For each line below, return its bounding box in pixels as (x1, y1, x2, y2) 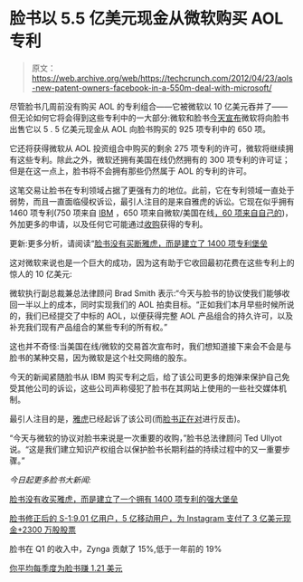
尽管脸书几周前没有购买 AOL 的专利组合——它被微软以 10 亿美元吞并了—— (9, 100, 289, 111)
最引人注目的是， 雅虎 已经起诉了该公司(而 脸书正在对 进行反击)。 (9, 413, 246, 424)
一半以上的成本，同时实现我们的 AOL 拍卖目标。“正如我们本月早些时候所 (16, 299, 287, 310)
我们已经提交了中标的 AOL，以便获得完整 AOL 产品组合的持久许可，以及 (24, 310, 294, 321)
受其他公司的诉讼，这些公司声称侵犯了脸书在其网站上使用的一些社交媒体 (9, 382, 279, 394)
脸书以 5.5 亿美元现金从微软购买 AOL (9, 8, 284, 29)
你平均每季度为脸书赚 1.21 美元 (9, 562, 123, 573)
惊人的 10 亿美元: (9, 268, 72, 279)
